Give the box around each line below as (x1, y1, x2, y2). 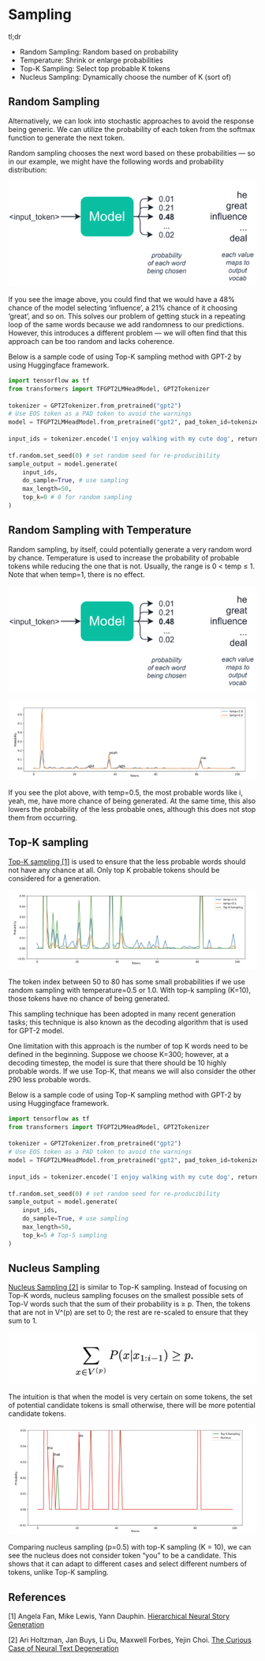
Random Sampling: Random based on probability (19, 47, 179, 56)
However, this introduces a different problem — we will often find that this (8, 328, 247, 338)
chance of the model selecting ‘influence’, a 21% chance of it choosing (8, 303, 238, 312)
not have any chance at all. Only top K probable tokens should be (8, 865, 220, 874)
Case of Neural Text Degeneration (8, 1644, 119, 1653)
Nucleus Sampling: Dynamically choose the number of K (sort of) (19, 72, 232, 81)
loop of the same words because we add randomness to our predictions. (8, 319, 244, 329)
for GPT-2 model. (8, 1025, 65, 1035)
